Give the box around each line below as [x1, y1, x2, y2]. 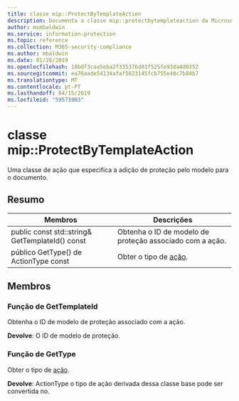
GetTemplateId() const [11, 235, 87, 245]
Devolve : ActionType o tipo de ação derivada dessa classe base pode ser [7, 379, 223, 387]
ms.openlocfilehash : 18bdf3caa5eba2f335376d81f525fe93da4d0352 [7, 63, 199, 70]
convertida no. [7, 387, 50, 395]
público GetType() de [11, 247, 83, 257]
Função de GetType [7, 349, 76, 359]
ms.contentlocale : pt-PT [7, 83, 81, 90]
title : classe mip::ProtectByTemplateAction [7, 10, 142, 18]
